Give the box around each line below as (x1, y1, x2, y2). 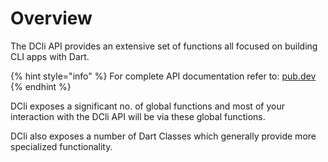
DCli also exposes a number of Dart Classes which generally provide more (10, 130, 317, 142)
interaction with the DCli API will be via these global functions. (10, 110, 266, 122)
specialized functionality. (10, 140, 113, 152)
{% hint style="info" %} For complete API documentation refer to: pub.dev (10, 70, 317, 82)
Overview (10, 7, 93, 30)
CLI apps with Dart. (10, 50, 90, 62)
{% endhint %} (10, 80, 72, 92)
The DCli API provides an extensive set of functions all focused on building (10, 40, 318, 52)
